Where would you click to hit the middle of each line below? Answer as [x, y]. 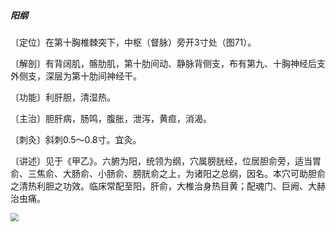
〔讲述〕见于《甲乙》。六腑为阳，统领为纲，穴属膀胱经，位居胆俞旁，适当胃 [166, 161]
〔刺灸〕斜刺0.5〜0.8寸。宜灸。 [76, 139]
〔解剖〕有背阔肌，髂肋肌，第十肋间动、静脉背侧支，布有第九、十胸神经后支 [168, 63]
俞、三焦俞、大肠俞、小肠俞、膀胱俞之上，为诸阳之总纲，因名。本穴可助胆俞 [168, 173]
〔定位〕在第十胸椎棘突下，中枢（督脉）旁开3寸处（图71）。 [133, 42]
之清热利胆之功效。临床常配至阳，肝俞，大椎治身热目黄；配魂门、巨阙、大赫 [168, 186]
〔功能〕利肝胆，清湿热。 [63, 97]
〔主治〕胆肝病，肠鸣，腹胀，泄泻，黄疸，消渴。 [111, 118]
